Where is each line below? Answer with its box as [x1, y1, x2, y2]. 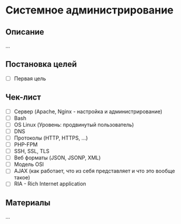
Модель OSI [13, 161, 44, 168]
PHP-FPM [13, 141, 38, 148]
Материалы [5, 198, 51, 208]
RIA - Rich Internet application [13, 180, 86, 188]
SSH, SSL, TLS [13, 148, 50, 155]
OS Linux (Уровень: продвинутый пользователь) [13, 121, 134, 128]
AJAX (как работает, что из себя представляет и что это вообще [13, 168, 176, 175]
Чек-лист [5, 92, 41, 103]
